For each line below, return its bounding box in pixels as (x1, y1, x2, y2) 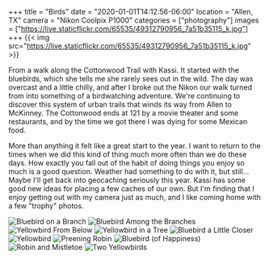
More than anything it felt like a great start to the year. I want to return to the (8, 141, 261, 150)
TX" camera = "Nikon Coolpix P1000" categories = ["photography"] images (8, 15, 259, 25)
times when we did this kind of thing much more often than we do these (8, 149, 247, 159)
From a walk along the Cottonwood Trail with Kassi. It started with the (8, 65, 240, 75)
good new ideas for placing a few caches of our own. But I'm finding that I (8, 184, 254, 193)
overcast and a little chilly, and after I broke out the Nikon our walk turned (8, 82, 253, 92)
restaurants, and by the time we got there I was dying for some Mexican (8, 117, 248, 126)
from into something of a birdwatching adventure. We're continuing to (8, 91, 241, 100)
